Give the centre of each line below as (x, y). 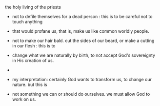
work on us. (24, 99)
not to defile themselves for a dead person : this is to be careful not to (82, 16)
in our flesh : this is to (34, 46)
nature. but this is (30, 85)
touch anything (27, 22)
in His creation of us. (33, 60)
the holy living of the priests (33, 7)
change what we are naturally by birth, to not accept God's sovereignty (83, 55)
